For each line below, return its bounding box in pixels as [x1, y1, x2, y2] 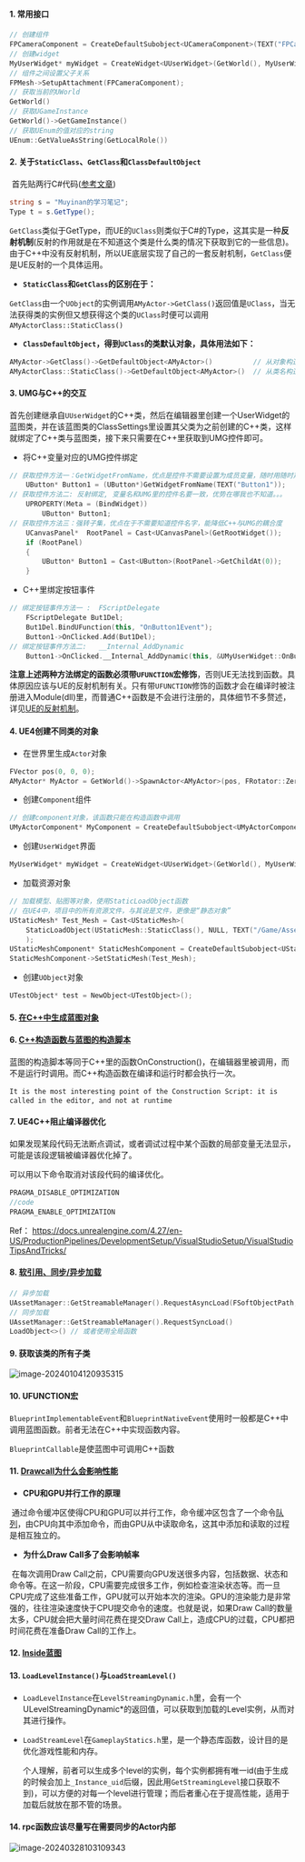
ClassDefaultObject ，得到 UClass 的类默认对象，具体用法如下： [22, 337, 256, 349]
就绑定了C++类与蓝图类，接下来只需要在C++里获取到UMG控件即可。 [9, 432, 269, 443]
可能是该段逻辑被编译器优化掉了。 [9, 1150, 137, 1161]
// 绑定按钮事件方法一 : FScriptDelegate [9, 604, 161, 613]
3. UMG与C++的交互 [9, 387, 87, 398]
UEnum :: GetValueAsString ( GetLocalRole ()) [9, 135, 169, 145]
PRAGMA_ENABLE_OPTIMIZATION [9, 1207, 116, 1216]
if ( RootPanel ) [25, 537, 84, 547]
